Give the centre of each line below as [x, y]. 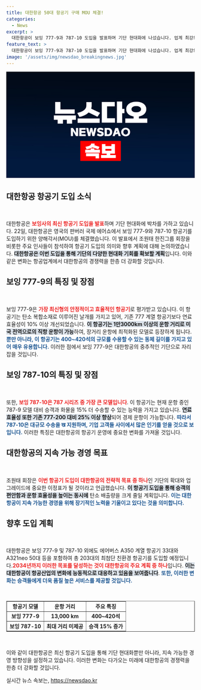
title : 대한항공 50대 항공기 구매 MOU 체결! [55, 13]
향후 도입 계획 [30, 523]
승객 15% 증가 [106, 626]
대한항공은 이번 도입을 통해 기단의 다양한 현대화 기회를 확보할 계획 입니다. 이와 [103, 254]
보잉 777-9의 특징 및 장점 [50, 282]
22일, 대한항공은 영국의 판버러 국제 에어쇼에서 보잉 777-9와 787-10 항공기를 [103, 231]
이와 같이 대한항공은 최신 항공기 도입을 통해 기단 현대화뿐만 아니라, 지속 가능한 [97, 653]
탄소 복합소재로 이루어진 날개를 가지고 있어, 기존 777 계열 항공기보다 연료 [107, 316]
